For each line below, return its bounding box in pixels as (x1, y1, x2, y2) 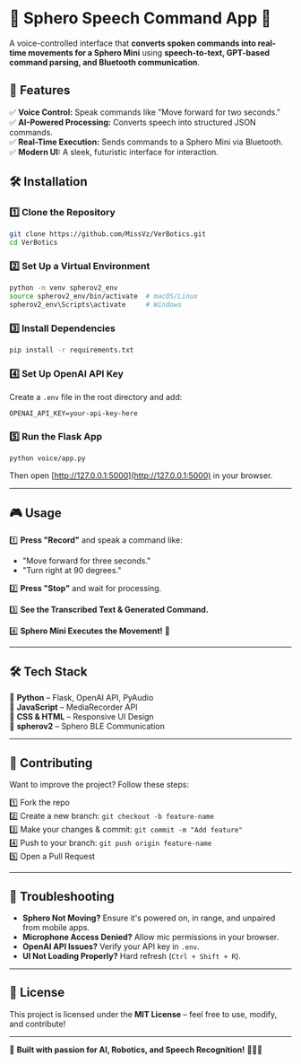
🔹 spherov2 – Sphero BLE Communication (9, 721, 166, 732)
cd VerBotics (9, 238, 58, 248)
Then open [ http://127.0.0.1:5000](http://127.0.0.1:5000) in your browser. (9, 470, 273, 481)
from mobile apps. (21, 922, 90, 932)
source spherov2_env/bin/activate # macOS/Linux (9, 292, 199, 301)
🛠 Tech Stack (9, 664, 88, 679)
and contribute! (9, 1018, 66, 1029)
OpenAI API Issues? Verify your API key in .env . (21, 941, 200, 952)
